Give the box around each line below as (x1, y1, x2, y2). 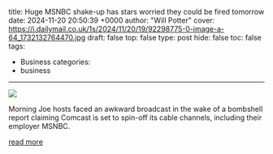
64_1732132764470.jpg (8, 32, 86, 42)
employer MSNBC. (8, 122, 71, 130)
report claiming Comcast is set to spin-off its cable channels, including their (8, 113, 262, 122)
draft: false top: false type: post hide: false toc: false (87, 32, 262, 42)
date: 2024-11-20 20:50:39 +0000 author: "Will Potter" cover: (8, 15, 215, 25)
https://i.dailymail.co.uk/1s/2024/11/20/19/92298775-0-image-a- (8, 24, 225, 33)
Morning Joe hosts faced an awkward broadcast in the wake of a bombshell (8, 105, 263, 113)
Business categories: (19, 57, 91, 66)
